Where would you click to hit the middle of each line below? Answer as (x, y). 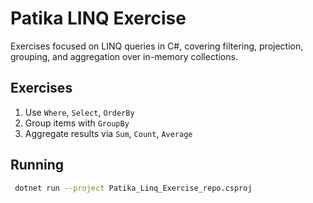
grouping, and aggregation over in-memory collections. (124, 56)
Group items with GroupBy (77, 123)
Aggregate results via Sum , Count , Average (108, 133)
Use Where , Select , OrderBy (79, 112)
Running (37, 165)
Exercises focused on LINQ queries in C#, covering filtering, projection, (157, 46)
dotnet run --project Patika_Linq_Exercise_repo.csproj (133, 188)
